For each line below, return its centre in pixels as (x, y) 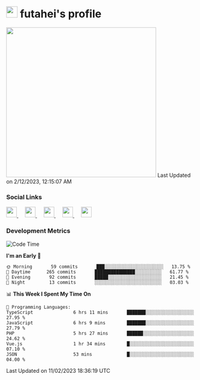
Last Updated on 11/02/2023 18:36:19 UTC (58, 370)
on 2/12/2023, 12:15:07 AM (39, 181)
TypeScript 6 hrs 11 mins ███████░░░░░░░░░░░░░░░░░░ (100, 312)
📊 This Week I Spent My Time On (49, 294)
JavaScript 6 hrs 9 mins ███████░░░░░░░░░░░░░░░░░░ (100, 323)
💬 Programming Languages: (38, 307)
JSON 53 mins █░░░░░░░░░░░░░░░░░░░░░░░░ (100, 354)
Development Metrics (38, 231)
